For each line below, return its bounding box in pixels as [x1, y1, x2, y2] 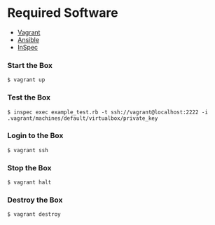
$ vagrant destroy [7, 211, 61, 218]
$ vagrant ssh [7, 146, 49, 154]
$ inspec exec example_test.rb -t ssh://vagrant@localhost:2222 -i [7, 109, 209, 116]
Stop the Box [7, 163, 52, 172]
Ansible [17, 35, 40, 43]
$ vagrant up [7, 76, 46, 83]
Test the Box [7, 93, 51, 102]
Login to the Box [7, 131, 64, 141]
